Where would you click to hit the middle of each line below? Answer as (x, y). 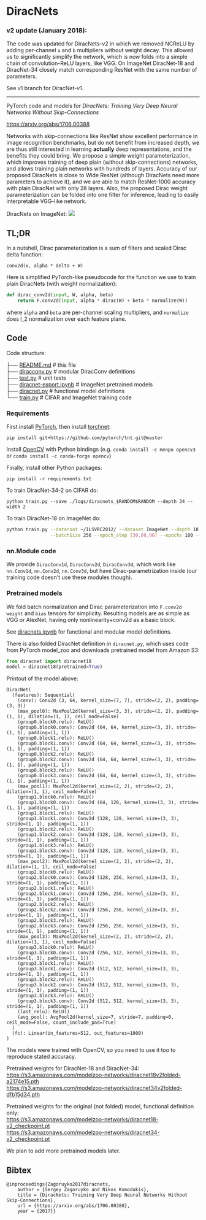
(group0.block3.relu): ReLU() (56, 770)
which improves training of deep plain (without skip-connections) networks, (102, 162)
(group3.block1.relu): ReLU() (56, 964)
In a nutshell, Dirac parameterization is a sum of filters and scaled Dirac (97, 248)
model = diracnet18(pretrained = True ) (55, 667)
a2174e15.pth (23, 1081)
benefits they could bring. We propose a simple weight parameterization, (98, 156)
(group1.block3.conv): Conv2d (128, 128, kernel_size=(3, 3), (98, 851)
